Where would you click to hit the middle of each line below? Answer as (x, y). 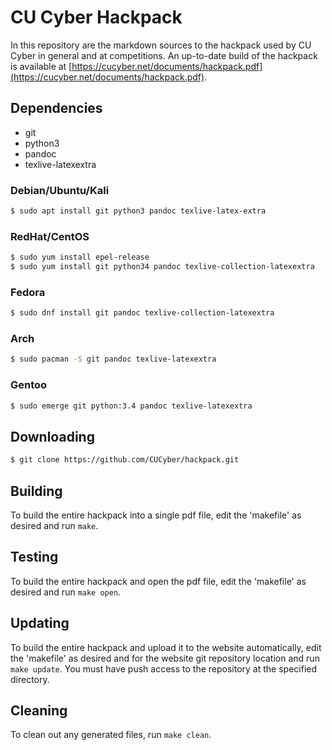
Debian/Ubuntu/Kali (60, 190)
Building (36, 491)
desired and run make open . (66, 592)
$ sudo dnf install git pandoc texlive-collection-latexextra (142, 313)
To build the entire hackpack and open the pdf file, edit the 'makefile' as (158, 581)
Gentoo (29, 385)
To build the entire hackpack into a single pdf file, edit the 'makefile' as (156, 515)
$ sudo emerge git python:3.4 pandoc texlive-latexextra (131, 406)
